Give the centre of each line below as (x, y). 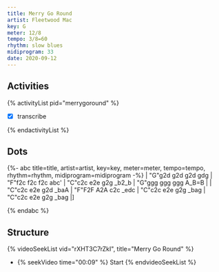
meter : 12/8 (24, 33)
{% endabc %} (28, 211)
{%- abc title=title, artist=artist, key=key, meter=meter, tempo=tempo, (106, 168)
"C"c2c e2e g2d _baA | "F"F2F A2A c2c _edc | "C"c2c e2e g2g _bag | (106, 190)
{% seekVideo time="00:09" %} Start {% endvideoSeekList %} (106, 262)
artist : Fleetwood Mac (40, 20)
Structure (28, 232)
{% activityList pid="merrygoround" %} (63, 103)
